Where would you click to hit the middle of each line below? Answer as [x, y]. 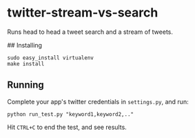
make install [26, 63]
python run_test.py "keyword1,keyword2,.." [71, 114]
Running [26, 85]
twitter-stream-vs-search [83, 13]
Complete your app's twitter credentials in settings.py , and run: [98, 101]
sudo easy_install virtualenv [51, 58]
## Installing [25, 45]
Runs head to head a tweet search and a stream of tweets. [90, 32]
